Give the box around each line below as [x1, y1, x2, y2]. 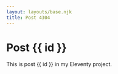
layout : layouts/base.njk [6, 8, 72, 15]
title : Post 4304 [6, 15, 50, 21]
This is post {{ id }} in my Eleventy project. [6, 61, 113, 68]
